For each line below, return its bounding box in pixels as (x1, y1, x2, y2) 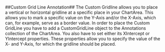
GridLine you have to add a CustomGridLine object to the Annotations (5, 25, 146, 31)
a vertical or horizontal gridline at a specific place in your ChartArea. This (5, 9, 154, 15)
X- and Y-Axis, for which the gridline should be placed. (5, 41, 116, 47)
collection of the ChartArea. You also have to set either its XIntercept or (5, 31, 150, 36)
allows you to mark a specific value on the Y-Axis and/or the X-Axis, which (5, 15, 156, 20)
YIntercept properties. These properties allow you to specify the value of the (5, 36, 161, 42)
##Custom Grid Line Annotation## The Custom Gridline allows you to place (5, 4, 158, 10)
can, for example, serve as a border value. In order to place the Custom (5, 20, 150, 26)
